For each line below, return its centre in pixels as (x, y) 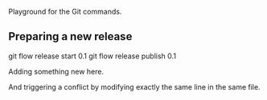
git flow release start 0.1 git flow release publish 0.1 (92, 56)
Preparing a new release (70, 36)
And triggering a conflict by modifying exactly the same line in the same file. (134, 86)
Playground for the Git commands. (65, 12)
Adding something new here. (56, 71)
